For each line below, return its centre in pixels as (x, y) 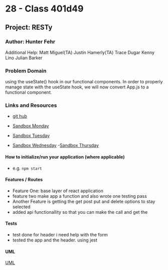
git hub (20, 116)
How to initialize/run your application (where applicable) (65, 157)
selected (22, 207)
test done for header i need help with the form (60, 235)
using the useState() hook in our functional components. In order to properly (84, 82)
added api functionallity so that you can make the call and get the (80, 212)
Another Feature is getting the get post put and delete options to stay (84, 201)
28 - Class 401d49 (44, 9)
